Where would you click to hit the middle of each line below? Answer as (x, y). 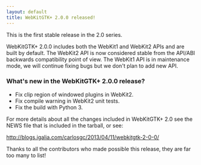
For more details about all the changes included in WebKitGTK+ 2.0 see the (100, 119)
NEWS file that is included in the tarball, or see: (65, 125)
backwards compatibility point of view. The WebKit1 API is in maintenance (98, 59)
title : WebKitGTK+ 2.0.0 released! (51, 18)
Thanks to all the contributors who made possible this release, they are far (99, 149)
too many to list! (26, 155)
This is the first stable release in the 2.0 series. (64, 34)
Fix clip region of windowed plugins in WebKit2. (74, 94)
